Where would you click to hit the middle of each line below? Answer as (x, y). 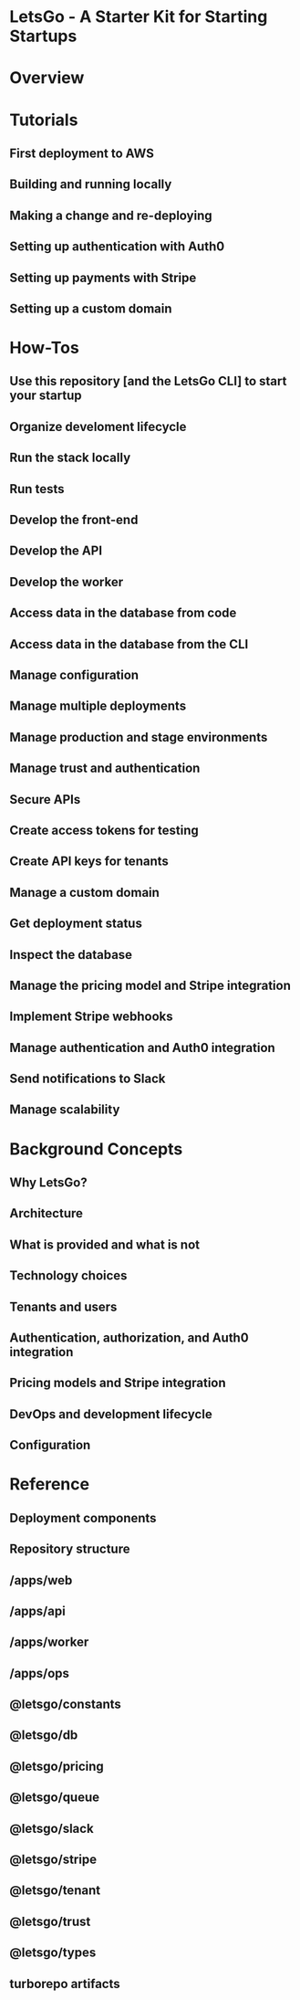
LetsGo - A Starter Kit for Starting (139, 17)
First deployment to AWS (82, 153)
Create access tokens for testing (104, 830)
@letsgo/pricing (57, 1766)
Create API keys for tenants (89, 862)
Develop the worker (67, 582)
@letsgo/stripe (53, 1860)
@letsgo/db (44, 1736)
